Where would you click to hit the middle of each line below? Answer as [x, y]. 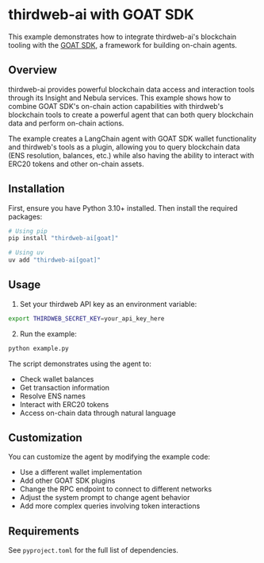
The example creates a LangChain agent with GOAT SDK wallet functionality [132, 138]
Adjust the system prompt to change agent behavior [105, 498]
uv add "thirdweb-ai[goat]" [55, 260]
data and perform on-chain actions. [66, 123]
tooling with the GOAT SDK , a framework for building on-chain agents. [123, 45]
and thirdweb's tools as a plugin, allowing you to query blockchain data [124, 147]
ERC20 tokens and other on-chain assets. [76, 164]
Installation [36, 189]
